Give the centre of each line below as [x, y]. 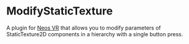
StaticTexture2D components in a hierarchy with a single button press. [95, 34]
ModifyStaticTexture [60, 11]
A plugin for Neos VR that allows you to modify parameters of [83, 28]
